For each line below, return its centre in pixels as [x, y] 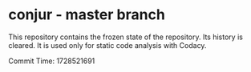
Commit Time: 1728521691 [52, 61]
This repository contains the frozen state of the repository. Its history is [125, 37]
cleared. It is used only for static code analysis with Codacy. [107, 45]
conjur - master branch [87, 15]
